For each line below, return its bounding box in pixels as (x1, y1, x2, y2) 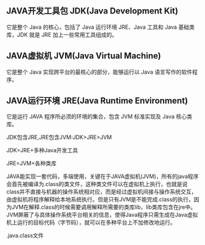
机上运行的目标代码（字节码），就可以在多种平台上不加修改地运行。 (6, 219, 176, 226)
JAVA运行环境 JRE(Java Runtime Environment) (6, 96, 188, 106)
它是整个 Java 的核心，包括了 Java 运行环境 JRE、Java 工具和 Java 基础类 (6, 23, 195, 31)
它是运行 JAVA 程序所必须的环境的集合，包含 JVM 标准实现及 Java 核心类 (6, 113, 193, 120)
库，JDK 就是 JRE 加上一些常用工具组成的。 (6, 31, 118, 38)
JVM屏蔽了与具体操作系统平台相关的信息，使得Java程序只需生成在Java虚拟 (6, 211, 198, 219)
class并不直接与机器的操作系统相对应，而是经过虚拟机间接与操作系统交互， (6, 188, 198, 195)
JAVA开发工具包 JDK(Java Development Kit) (6, 6, 179, 17)
